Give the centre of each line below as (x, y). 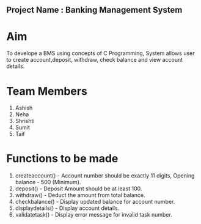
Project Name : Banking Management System (94, 10)
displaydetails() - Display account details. (67, 208)
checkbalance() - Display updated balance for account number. (95, 202)
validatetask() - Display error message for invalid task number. (94, 215)
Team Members (47, 91)
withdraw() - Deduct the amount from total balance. (80, 195)
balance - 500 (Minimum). (48, 182)
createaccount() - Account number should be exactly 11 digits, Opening (105, 176)
